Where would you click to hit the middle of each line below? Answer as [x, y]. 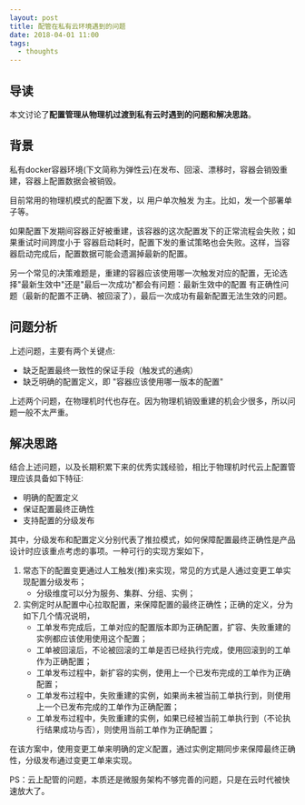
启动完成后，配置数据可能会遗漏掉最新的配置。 [104, 253]
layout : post [34, 18]
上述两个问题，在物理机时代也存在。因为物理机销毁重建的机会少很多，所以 [148, 400]
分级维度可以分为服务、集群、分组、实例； [116, 593]
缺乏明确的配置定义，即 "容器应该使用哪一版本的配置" [123, 381]
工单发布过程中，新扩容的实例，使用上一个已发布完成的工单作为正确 [163, 673]
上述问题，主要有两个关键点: [63, 350]
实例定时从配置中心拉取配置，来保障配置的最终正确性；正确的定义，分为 [157, 605]
